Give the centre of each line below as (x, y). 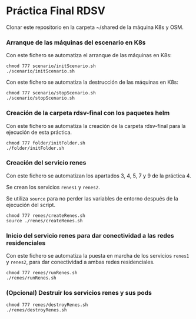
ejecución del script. (31, 205)
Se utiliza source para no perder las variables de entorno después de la (92, 198)
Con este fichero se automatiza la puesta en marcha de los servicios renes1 (98, 256)
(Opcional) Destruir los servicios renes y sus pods (79, 293)
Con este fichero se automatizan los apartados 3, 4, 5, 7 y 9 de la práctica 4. (99, 176)
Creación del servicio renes (46, 163)
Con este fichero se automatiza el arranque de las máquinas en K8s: (89, 55)
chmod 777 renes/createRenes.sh (46, 216)
